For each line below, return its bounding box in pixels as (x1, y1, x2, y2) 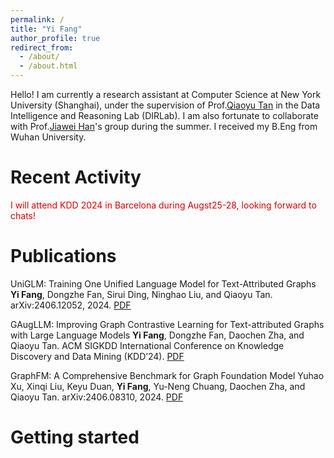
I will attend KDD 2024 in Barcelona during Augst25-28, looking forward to (10, 199, 317, 211)
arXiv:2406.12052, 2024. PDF (10, 299, 132, 311)
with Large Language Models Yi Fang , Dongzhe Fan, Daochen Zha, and (10, 329, 305, 341)
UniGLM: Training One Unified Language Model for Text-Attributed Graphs (10, 277, 317, 290)
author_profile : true (10, 33, 101, 43)
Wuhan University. (10, 131, 87, 143)
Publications (10, 245, 117, 268)
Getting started (10, 426, 140, 449)
